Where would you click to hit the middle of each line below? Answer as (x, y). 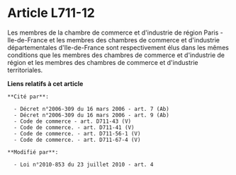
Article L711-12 (51, 13)
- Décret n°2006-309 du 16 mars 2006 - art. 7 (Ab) (92, 109)
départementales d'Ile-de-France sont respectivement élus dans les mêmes (118, 47)
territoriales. (25, 70)
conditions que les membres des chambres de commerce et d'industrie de (116, 55)
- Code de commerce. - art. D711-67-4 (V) (77, 140)
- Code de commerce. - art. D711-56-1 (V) (77, 133)
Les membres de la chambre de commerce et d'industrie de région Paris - (115, 32)
